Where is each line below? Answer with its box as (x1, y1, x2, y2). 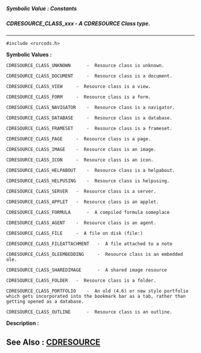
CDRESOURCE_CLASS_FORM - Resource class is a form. (6, 94, 151, 100)
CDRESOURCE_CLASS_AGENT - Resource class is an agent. (6, 220, 157, 226)
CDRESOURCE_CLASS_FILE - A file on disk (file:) (6, 231, 144, 237)
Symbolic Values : (6, 51, 52, 58)
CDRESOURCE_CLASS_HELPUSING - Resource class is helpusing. (6, 178, 170, 184)
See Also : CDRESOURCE (6, 337, 100, 347)
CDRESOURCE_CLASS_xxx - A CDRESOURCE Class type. (6, 20, 151, 27)
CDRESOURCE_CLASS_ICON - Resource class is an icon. (6, 157, 154, 163)
